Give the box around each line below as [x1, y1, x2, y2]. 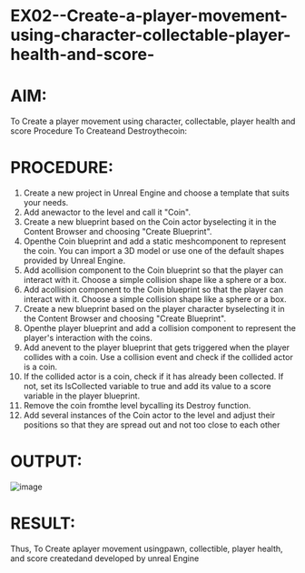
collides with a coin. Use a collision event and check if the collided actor [23, 352, 293, 363]
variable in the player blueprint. [23, 390, 140, 401]
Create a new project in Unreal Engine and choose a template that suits [23, 187, 290, 198]
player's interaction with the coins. [23, 333, 153, 344]
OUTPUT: [10, 451, 83, 472]
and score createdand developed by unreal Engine [10, 552, 200, 564]
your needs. [23, 197, 69, 208]
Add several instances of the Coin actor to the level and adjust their [23, 410, 276, 421]
